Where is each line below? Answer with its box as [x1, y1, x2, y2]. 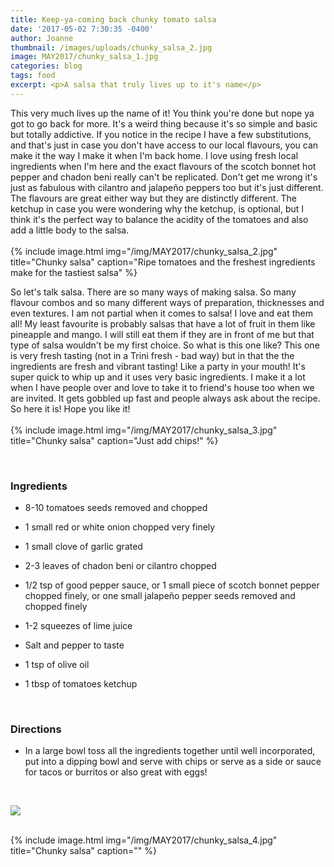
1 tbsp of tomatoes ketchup [24, 678, 138, 690]
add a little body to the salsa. [10, 224, 130, 236]
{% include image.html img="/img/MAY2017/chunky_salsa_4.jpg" [10, 834, 278, 846]
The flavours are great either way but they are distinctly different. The [10, 192, 297, 204]
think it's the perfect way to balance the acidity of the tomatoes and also [10, 213, 309, 225]
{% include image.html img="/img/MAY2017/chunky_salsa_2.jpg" [10, 245, 278, 257]
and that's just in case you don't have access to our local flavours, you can [10, 139, 319, 151]
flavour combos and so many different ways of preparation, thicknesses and [10, 296, 325, 308]
